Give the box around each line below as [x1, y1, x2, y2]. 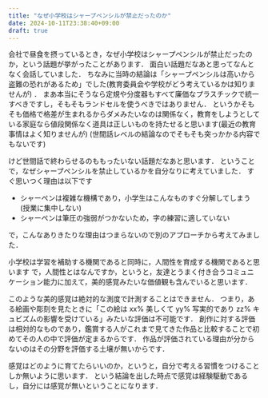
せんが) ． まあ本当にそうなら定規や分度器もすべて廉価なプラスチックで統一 [8, 90, 259, 99]
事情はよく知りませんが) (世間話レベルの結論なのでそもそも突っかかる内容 [8, 129, 254, 139]
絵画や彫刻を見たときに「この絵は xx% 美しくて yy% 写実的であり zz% [14, 304, 251, 314]
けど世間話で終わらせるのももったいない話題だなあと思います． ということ [8, 157, 256, 166]
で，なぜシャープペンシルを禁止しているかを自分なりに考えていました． [8, 166, 246, 176]
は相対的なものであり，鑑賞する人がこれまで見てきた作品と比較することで [8, 324, 254, 334]
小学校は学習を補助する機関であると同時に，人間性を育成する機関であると [8, 257, 254, 267]
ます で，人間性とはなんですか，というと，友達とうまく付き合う [14, 267, 226, 277]
